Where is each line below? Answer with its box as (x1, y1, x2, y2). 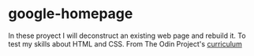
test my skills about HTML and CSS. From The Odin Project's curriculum (8, 39, 242, 48)
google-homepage (8, 5, 133, 23)
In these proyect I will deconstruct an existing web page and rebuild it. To (8, 31, 246, 40)
